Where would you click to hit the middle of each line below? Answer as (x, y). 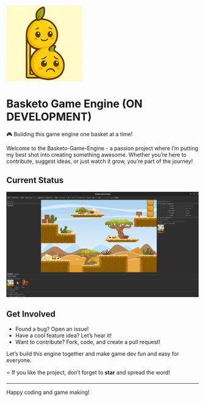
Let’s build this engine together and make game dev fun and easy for (93, 354)
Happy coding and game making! (48, 392)
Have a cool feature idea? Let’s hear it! (63, 335)
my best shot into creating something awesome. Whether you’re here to (96, 154)
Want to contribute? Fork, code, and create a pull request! (88, 342)
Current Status (35, 180)
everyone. (19, 360)
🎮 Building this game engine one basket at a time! (70, 134)
